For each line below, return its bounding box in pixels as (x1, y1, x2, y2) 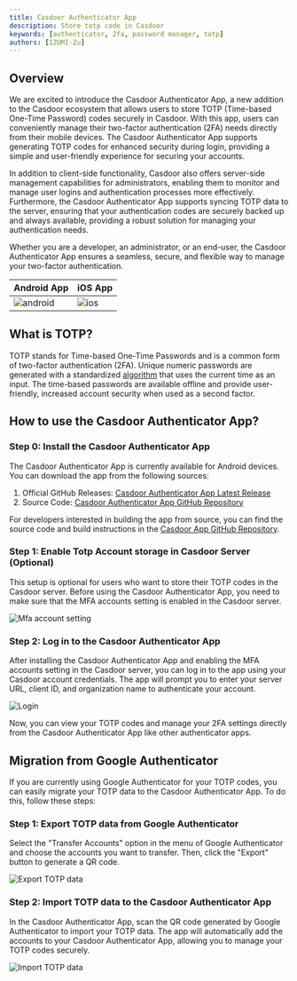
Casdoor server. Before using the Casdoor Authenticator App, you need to (9, 586, 280, 597)
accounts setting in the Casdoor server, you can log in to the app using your (9, 665, 286, 676)
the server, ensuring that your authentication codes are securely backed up (9, 206, 285, 217)
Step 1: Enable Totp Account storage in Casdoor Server (9, 545, 251, 558)
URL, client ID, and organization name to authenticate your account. (9, 684, 256, 694)
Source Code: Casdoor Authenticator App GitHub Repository (21, 496, 244, 507)
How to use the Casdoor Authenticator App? (9, 414, 260, 429)
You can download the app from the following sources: (9, 470, 210, 480)
